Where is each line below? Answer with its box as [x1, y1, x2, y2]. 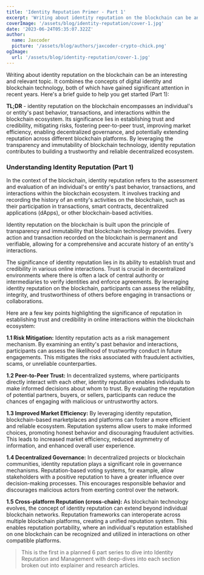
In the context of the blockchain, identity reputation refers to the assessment [6, 176, 198, 184]
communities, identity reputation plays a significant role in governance [6, 460, 182, 467]
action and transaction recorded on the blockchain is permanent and [6, 234, 178, 241]
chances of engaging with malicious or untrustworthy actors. [6, 398, 159, 405]
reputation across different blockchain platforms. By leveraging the [6, 135, 174, 142]
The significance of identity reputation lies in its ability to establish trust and [6, 259, 195, 266]
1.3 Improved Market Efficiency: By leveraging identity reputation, [6, 409, 173, 416]
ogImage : [6, 49, 29, 55]
